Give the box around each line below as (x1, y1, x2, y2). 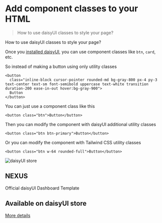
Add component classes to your (5, 3, 138, 14)
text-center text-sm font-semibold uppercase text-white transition (5, 82, 149, 87)
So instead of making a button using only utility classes (5, 64, 117, 69)
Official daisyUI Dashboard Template (5, 185, 80, 191)
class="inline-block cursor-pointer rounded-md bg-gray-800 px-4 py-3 (9, 77, 158, 82)
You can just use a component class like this (5, 103, 95, 109)
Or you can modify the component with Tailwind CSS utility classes (5, 139, 141, 145)
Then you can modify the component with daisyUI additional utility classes (5, 121, 156, 127)
